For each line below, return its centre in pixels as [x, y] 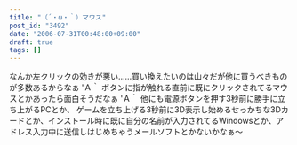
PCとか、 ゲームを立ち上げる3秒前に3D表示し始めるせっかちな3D [161, 110]
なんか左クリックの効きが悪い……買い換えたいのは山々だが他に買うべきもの [148, 77]
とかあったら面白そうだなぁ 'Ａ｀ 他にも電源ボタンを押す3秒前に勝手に [147, 99]
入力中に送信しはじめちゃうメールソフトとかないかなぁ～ [137, 132]
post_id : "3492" [39, 26]
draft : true [31, 42]
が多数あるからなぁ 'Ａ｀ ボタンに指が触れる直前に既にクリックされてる [141, 88]
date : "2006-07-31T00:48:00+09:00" [75, 34]
